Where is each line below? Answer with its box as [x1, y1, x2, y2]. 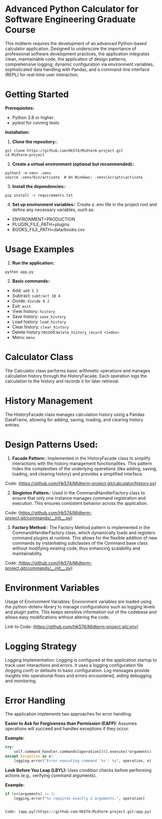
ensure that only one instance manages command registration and [12, 495, 146, 501]
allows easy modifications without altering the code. [5, 614, 110, 620]
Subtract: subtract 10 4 [12, 292, 61, 298]
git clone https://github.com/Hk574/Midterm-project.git [5, 148, 123, 153]
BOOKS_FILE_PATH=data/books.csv [12, 226, 85, 232]
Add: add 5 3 [12, 288, 39, 293]
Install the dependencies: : [12, 183, 66, 189]
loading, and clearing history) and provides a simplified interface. [12, 471, 143, 477]
